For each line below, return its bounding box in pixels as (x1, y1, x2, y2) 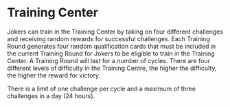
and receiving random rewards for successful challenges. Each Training (7, 34, 211, 43)
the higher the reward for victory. (7, 71, 101, 80)
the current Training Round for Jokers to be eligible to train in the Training (7, 49, 215, 58)
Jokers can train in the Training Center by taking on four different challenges (7, 27, 224, 36)
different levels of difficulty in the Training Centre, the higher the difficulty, (7, 64, 217, 72)
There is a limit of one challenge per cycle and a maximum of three (7, 84, 196, 93)
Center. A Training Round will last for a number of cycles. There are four (7, 56, 211, 64)
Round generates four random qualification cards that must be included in (7, 42, 216, 50)
